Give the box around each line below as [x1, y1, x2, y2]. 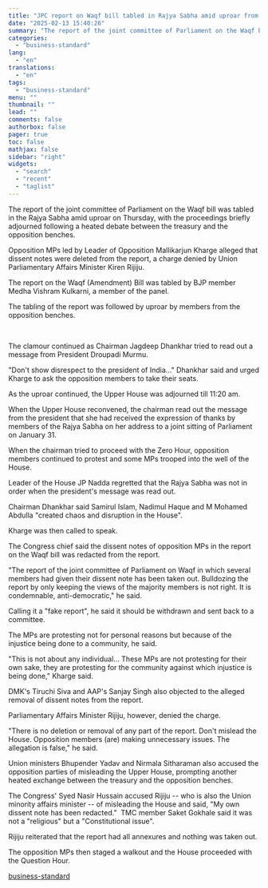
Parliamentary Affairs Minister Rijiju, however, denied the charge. [8, 710, 221, 720]
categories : [8, 34, 48, 42]
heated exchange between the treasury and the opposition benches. [8, 775, 234, 785]
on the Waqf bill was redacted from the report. [8, 549, 161, 559]
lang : [8, 49, 26, 57]
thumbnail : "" [8, 101, 56, 109]
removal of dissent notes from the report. [8, 695, 144, 704]
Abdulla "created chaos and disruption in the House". [8, 510, 183, 520]
